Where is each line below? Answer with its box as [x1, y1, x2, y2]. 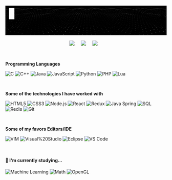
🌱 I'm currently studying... [5, 157, 62, 164]
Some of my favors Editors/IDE [5, 126, 72, 132]
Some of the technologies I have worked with [5, 90, 103, 96]
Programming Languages [5, 61, 60, 67]
